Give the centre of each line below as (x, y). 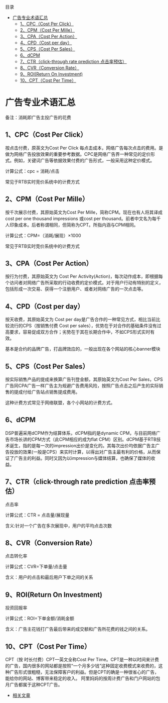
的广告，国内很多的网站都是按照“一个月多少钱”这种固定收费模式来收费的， (82, 666)
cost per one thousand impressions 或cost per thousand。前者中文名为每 (81, 218)
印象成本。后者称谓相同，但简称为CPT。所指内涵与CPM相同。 (74, 225)
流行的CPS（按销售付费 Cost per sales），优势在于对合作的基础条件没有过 (85, 326)
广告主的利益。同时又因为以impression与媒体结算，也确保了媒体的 (82, 458)
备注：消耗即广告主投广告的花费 (38, 117)
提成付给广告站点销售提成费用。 (47, 392)
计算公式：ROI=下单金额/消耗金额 (40, 619)
